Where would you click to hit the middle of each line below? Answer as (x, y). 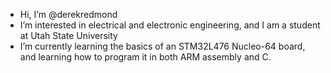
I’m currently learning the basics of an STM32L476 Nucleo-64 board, (162, 46)
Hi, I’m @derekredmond (68, 14)
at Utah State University (68, 35)
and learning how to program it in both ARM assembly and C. (145, 57)
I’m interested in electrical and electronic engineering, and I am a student (170, 25)
